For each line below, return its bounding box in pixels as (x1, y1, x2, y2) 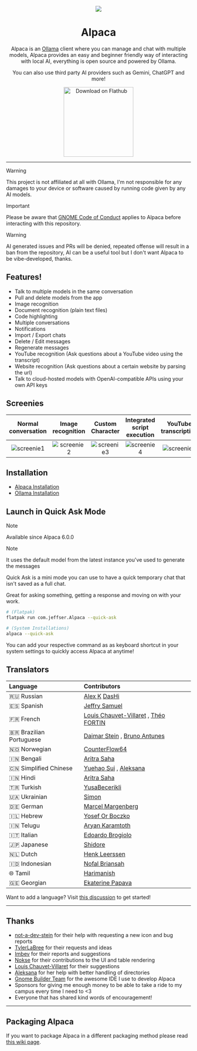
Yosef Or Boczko (84, 811, 130, 820)
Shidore (84, 840, 106, 848)
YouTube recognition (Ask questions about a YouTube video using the (14, 350, 183, 357)
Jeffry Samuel (84, 701, 123, 710)
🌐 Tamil (9, 869, 30, 877)
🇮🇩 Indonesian (9, 859, 52, 868)
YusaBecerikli (84, 783, 121, 791)
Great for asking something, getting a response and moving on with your (6, 592, 182, 599)
